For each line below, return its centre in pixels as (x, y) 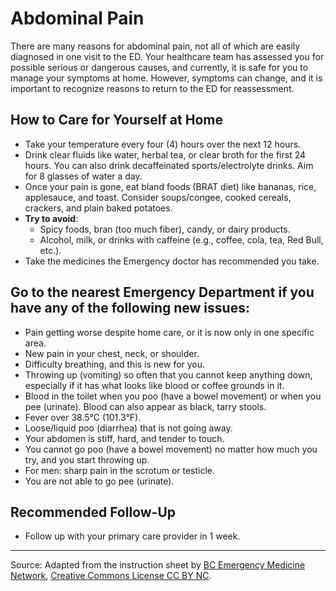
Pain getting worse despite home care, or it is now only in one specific (169, 332)
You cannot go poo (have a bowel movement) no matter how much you (171, 449)
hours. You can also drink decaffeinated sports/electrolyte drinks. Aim (169, 165)
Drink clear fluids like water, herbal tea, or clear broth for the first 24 (165, 154)
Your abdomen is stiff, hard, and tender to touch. (124, 438)
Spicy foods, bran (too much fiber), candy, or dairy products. (165, 229)
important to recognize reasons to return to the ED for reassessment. (152, 88)
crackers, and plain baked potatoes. (98, 208)
